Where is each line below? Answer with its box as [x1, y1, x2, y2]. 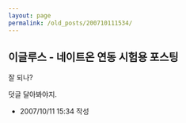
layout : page [8, 11, 51, 20]
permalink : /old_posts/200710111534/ [8, 19, 133, 27]
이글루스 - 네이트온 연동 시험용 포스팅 [8, 50, 179, 63]
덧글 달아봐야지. [8, 90, 58, 99]
